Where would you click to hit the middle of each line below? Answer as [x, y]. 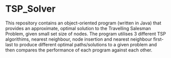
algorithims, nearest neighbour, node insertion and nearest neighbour [79, 39]
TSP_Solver [31, 9]
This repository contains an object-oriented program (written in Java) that [83, 23]
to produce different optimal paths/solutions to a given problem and [85, 44]
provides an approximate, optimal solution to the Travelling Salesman [78, 28]
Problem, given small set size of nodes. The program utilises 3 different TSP [85, 34]
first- [158, 39]
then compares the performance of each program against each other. [79, 50]
